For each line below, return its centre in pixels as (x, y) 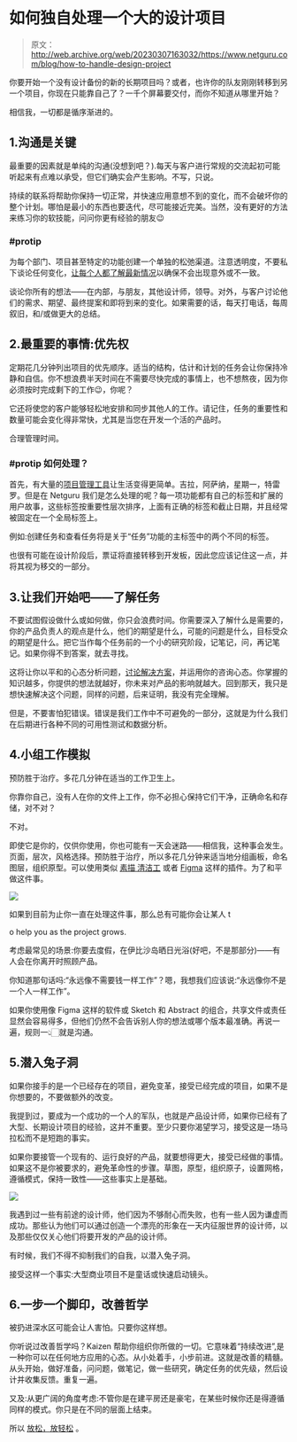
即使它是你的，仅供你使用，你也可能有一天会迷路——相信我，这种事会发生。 (148, 845)
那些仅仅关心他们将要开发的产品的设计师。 (94, 1236)
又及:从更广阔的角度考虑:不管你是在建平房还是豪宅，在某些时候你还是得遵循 (147, 1399)
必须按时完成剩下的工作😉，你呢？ (72, 389)
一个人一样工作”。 (42, 991)
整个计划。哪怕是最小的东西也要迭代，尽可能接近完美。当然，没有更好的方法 (148, 207)
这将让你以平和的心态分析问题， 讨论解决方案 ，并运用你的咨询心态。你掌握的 (148, 672)
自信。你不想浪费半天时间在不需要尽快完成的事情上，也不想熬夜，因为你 (156, 378)
